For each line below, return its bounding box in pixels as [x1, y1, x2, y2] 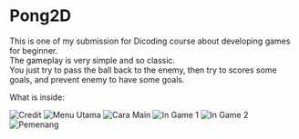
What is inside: [9, 92, 66, 103]
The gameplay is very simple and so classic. [9, 55, 176, 65]
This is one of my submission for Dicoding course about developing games [9, 35, 291, 46]
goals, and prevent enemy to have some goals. [9, 74, 185, 84]
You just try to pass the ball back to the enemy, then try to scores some [9, 65, 277, 75]
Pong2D [9, 5, 72, 26]
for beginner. [9, 45, 58, 55]
